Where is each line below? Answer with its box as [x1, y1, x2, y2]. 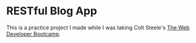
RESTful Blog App [6, 4, 97, 18]
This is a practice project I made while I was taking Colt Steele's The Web [6, 24, 190, 31]
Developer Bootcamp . [6, 30, 61, 37]
